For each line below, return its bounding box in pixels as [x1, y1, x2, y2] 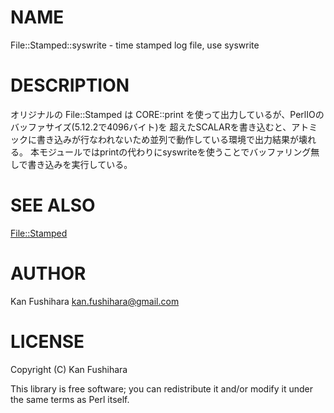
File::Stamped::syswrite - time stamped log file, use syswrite [10, 39, 260, 51]
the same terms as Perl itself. [10, 393, 130, 405]
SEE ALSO [10, 194, 96, 217]
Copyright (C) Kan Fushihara [10, 363, 128, 375]
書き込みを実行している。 [27, 158, 133, 170]
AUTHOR [10, 262, 87, 285]
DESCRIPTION [10, 74, 130, 97]
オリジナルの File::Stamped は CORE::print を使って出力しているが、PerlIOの [10, 108, 325, 120]
